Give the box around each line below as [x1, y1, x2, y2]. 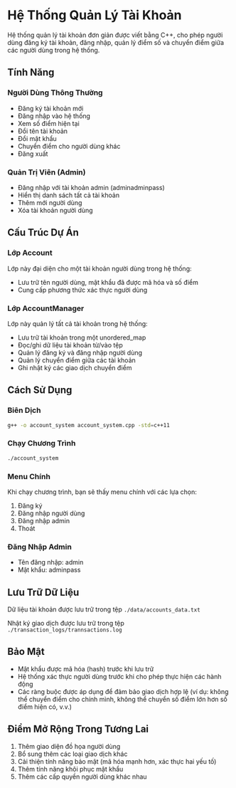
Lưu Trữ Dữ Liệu [7, 586, 80, 598]
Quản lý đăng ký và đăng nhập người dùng [17, 348, 143, 357]
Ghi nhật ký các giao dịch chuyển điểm [17, 363, 132, 372]
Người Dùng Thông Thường [7, 88, 103, 98]
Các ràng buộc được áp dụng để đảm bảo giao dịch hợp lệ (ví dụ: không [17, 687, 229, 695]
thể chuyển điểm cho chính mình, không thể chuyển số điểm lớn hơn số [17, 695, 227, 703]
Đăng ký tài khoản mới [17, 104, 84, 112]
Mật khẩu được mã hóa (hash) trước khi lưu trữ [17, 664, 154, 673]
